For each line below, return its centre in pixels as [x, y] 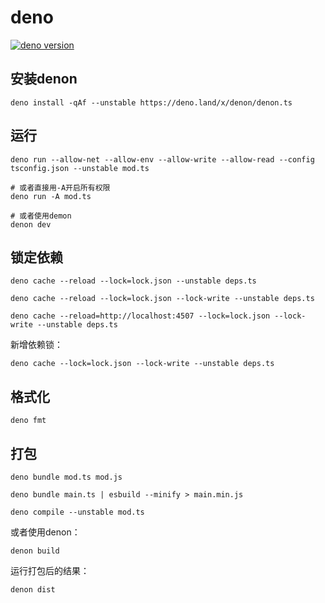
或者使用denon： [45, 532]
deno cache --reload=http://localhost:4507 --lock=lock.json [140, 316]
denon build [35, 551]
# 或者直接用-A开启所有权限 [60, 187]
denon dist [33, 590]
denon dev [31, 224]
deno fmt [28, 421]
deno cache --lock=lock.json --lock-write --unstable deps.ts [142, 364]
